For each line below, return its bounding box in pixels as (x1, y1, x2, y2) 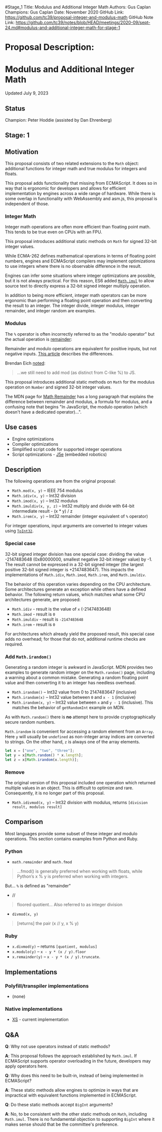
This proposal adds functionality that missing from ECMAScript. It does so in (5, 180, 157, 186)
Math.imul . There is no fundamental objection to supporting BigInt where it (5, 1116, 155, 1122)
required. (5, 641, 23, 647)
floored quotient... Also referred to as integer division (16, 902, 123, 907)
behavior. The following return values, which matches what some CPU (5, 591, 145, 597)
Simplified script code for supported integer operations (12, 446, 122, 452)
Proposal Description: (5, 42, 94, 53)
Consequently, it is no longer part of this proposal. (5, 790, 105, 796)
